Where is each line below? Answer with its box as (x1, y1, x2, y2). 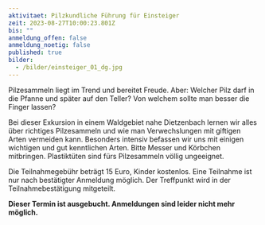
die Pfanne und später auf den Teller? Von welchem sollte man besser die (8, 93, 250, 103)
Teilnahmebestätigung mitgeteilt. (8, 184, 116, 193)
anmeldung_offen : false (8, 33, 88, 42)
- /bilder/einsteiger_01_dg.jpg (15, 64, 123, 72)
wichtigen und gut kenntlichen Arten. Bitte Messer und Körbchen (8, 142, 221, 152)
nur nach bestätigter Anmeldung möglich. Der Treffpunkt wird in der (8, 175, 231, 184)
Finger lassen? (8, 102, 57, 111)
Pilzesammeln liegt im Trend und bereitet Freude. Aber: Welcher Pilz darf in (8, 85, 255, 95)
